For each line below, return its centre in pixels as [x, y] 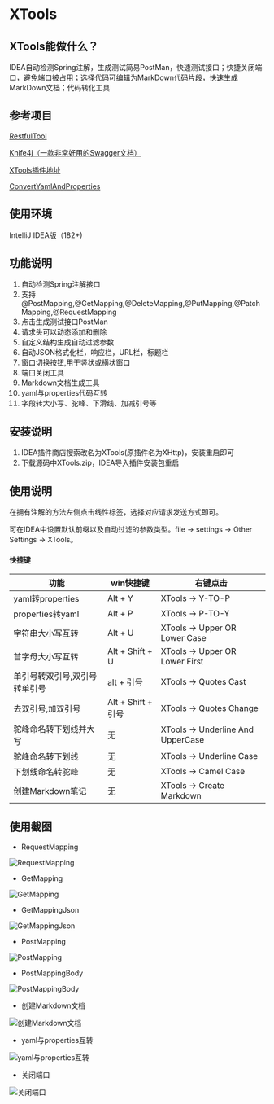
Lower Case [183, 638]
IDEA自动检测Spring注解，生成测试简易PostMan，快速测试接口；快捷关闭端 [136, 67]
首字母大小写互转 [46, 657]
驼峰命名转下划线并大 [54, 729]
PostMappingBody [52, 973]
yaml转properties [46, 599]
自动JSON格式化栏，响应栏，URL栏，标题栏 [95, 353]
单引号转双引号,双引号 [55, 677]
